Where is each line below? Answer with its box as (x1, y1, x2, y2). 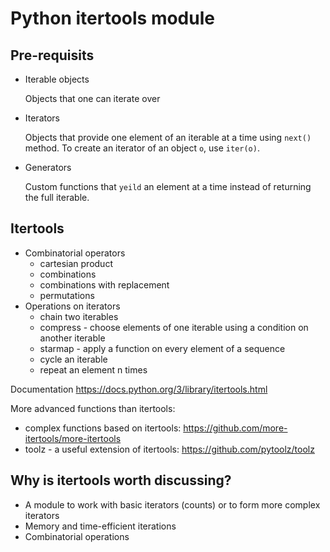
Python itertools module (10, 7, 215, 30)
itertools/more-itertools (24, 432, 122, 444)
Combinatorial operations (24, 530, 130, 542)
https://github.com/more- (183, 422, 288, 434)
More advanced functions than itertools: (10, 402, 176, 414)
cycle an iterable (39, 353, 108, 365)
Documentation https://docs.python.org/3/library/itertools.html (10, 383, 268, 395)
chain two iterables (39, 310, 119, 322)
